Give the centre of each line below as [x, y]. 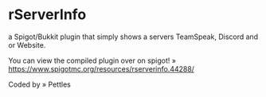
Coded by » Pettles [40, 84]
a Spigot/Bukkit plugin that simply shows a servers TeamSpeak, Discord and [133, 37]
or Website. [27, 45]
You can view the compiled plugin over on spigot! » [92, 60]
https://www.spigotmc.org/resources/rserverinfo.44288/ [102, 68]
